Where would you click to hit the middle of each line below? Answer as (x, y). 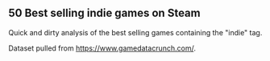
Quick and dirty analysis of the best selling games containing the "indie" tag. (135, 32)
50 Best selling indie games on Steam (104, 13)
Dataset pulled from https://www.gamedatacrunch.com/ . (102, 48)
